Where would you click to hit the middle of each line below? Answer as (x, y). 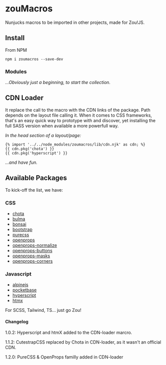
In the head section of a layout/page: (43, 135)
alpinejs (20, 285)
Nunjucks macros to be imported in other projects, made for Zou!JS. (75, 22)
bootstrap (22, 229)
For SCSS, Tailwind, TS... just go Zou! (43, 310)
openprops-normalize (35, 245)
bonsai (19, 224)
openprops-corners (33, 261)
